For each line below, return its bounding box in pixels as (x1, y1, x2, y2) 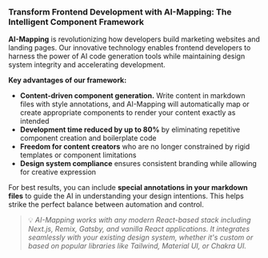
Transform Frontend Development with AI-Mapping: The (8, 6, 232, 18)
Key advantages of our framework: (8, 75, 127, 85)
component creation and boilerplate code (19, 133, 157, 143)
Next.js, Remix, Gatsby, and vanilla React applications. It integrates (27, 224, 250, 234)
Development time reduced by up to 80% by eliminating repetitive (19, 125, 241, 134)
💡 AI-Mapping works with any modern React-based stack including (27, 215, 251, 225)
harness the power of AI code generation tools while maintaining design (8, 51, 246, 62)
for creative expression (19, 167, 97, 177)
